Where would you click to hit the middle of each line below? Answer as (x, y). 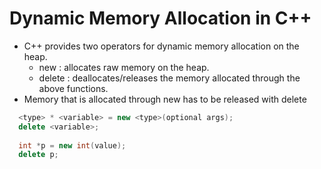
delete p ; (38, 155)
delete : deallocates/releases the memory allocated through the (169, 78)
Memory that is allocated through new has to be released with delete (165, 99)
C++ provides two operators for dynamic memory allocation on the (161, 46)
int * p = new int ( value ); (72, 145)
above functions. (73, 88)
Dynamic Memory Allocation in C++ (160, 18)
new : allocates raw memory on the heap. (124, 67)
